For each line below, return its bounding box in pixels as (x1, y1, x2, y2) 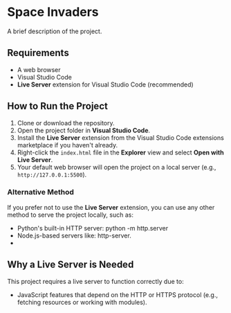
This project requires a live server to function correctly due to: (7, 277, 185, 285)
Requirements (7, 47, 69, 59)
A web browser (17, 65, 61, 73)
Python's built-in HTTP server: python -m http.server (17, 224, 169, 232)
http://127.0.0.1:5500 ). (17, 170, 87, 179)
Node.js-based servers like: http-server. (17, 231, 131, 240)
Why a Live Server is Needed (7, 259, 134, 271)
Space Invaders (7, 4, 99, 20)
